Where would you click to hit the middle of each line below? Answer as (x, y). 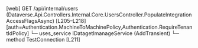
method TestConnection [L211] (43, 40)
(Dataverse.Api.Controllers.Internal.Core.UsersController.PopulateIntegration (99, 15)
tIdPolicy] (18, 33)
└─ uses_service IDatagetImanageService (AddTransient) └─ (105, 33)
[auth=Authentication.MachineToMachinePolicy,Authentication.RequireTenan (99, 27)
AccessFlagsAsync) (30, 21)
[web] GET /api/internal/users (42, 8)
